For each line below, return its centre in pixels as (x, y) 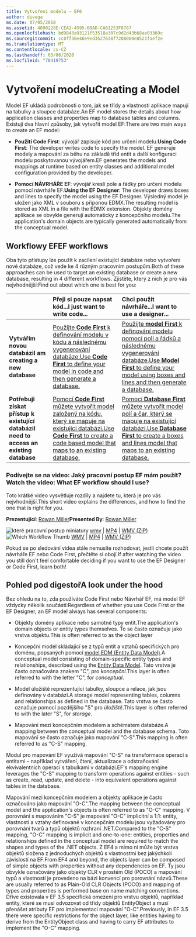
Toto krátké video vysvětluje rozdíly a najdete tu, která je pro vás (84, 495)
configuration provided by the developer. (64, 173)
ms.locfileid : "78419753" (37, 60)
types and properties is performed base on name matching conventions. (93, 891)
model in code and (78, 371)
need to (20, 436)
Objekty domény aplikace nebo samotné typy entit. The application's (97, 623)
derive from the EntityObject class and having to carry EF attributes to (90, 922)
